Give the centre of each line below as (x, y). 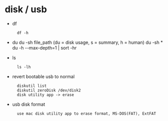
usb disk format (29, 104)
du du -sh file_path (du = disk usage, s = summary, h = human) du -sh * (88, 42)
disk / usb (26, 9)
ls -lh (24, 67)
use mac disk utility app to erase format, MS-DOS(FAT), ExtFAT (87, 113)
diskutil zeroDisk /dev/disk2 (49, 90)
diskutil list (32, 86)
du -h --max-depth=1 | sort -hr (44, 47)
